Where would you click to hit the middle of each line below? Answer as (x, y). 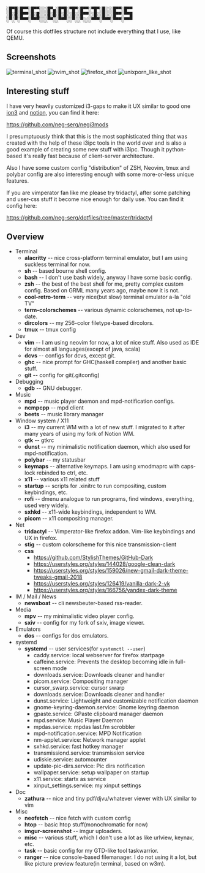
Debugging (29, 382)
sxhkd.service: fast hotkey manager (79, 747)
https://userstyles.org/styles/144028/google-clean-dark (104, 564)
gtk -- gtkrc (39, 440)
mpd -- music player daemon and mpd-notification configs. (99, 401)
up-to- (184, 310)
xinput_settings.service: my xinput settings (88, 785)
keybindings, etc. (46, 492)
